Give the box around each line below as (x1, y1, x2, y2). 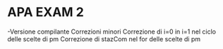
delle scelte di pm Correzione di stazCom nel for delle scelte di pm (7, 34, 201, 43)
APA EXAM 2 (7, 4, 85, 20)
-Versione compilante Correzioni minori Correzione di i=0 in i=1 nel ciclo (7, 27, 217, 36)
